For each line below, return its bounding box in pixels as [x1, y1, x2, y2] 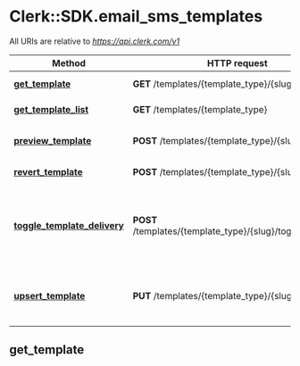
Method [52, 56, 87, 69]
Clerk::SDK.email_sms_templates [9, 6, 263, 27]
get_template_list [13, 103, 89, 115]
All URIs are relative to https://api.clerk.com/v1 [9, 36, 180, 46]
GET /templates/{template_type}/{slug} [132, 78, 296, 90]
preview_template [13, 134, 92, 146]
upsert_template [13, 289, 86, 302]
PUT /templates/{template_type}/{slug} [132, 289, 296, 302]
